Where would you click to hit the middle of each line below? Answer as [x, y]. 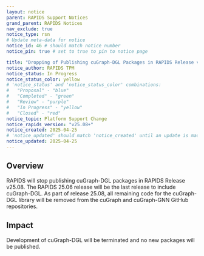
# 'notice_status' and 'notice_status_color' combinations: [84, 85]
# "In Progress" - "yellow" [45, 107]
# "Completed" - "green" [40, 96]
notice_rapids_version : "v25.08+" [50, 124]
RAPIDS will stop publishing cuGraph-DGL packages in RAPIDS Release [96, 180]
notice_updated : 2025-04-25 [42, 141]
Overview [25, 166]
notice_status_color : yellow [43, 79]
